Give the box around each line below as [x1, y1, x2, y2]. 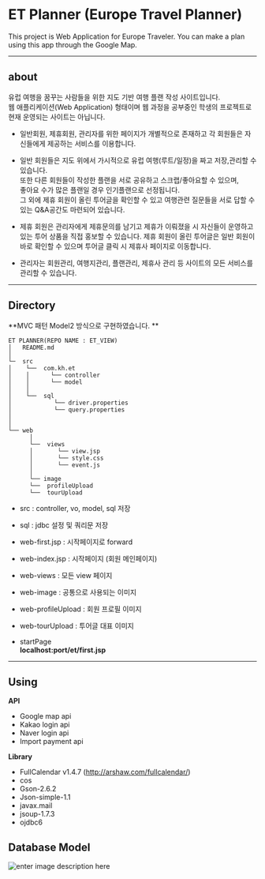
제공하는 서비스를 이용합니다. [47, 138, 136, 148]
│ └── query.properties [8, 405, 125, 414]
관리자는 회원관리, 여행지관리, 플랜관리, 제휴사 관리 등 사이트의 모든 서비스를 [19, 258, 254, 268]
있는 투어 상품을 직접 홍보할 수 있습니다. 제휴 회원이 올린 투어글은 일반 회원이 [19, 231, 256, 241]
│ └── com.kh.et [8, 364, 77, 372]
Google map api [19, 712, 72, 721]
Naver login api [19, 728, 69, 738]
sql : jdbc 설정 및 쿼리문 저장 [19, 520, 109, 530]
